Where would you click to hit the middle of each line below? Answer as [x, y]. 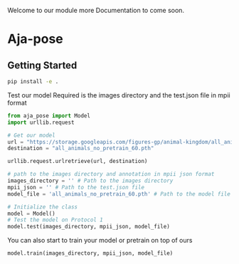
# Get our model [31, 135]
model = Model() [31, 213]
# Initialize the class [43, 207]
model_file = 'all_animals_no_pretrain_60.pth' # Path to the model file [119, 194]
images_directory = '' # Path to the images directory [90, 181]
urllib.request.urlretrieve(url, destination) [78, 162]
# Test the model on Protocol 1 [55, 220]
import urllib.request [41, 122]
